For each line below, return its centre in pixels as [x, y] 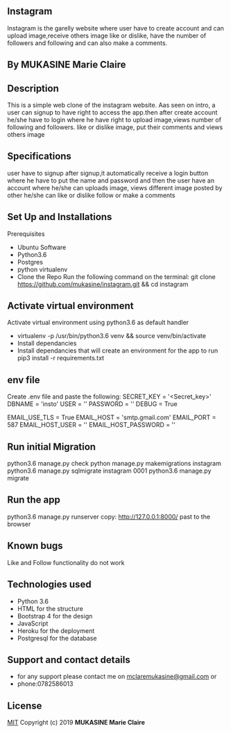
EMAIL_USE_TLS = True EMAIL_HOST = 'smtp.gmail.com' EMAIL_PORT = [112, 418]
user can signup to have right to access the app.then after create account [112, 112]
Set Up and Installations [60, 217]
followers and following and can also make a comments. [87, 43]
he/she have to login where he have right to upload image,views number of [114, 120]
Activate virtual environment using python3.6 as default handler [98, 323]
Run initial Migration [51, 447]
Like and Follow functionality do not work [66, 562]
